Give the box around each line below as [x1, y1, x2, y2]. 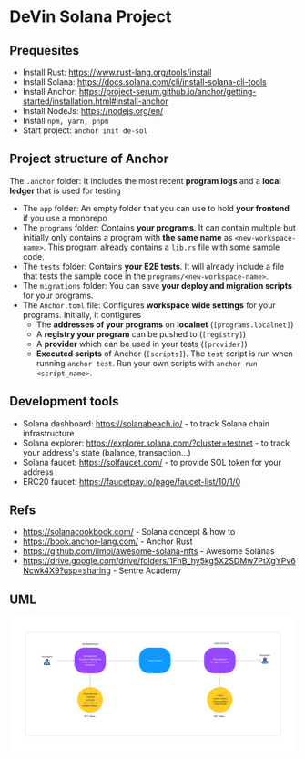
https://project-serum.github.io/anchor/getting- [78, 87, 257, 97]
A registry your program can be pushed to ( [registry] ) [36, 328, 247, 339]
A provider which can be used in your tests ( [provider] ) [36, 338, 248, 349]
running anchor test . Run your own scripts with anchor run [36, 357, 258, 368]
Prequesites [9, 43, 80, 58]
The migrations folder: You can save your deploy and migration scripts [22, 280, 293, 291]
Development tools [9, 394, 119, 409]
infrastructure [22, 427, 75, 438]
